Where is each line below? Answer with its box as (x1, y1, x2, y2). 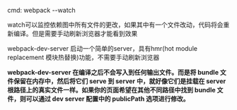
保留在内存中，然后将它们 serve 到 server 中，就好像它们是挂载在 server (13, 77, 226, 85)
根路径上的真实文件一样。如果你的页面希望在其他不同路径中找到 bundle (7, 86, 216, 94)
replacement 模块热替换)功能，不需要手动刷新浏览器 (7, 53, 160, 61)
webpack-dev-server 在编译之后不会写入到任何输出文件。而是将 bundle (7, 68, 219, 76)
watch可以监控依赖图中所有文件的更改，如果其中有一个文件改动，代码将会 (7, 20, 224, 29)
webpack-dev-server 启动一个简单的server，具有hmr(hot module (7, 44, 198, 52)
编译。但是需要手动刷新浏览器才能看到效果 (13, 30, 138, 37)
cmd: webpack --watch (7, 6, 76, 14)
